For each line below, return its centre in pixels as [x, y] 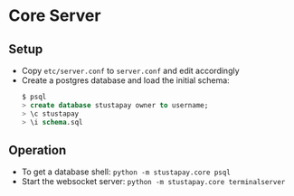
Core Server [55, 16]
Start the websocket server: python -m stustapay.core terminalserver [153, 182]
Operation [38, 150]
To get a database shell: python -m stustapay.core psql [126, 172]
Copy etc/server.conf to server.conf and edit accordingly [131, 70]
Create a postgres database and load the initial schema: [125, 80]
